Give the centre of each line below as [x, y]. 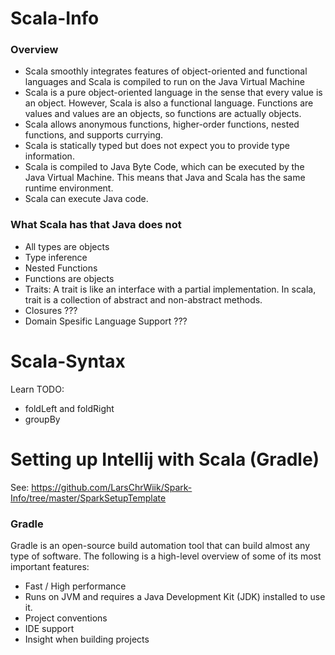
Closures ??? [51, 310]
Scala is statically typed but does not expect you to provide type [157, 146]
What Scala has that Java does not [96, 225]
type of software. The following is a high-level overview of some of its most [166, 556]
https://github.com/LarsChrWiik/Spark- [112, 487]
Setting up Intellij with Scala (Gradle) [165, 459]
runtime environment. [69, 188]
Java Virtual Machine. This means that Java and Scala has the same [165, 178]
